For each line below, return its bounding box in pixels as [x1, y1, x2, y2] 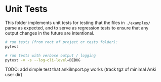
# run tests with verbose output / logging [5, 53, 96, 58]
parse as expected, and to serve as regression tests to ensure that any [5, 25, 149, 30]
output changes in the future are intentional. [5, 30, 95, 36]
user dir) [5, 72, 23, 78]
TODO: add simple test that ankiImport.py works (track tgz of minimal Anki [5, 66, 157, 72]
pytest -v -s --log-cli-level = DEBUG [5, 57, 80, 62]
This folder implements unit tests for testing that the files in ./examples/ [5, 20, 151, 26]
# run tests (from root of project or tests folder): [5, 39, 119, 45]
